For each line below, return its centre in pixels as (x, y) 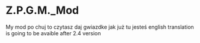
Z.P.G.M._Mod (42, 10)
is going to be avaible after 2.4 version (53, 33)
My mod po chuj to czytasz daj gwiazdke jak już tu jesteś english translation (100, 27)
